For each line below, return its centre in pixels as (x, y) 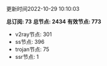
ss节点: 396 (30, 42)
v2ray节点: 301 (34, 34)
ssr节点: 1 (27, 57)
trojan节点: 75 (32, 49)
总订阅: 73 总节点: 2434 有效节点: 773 (54, 22)
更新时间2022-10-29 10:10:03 (43, 9)
